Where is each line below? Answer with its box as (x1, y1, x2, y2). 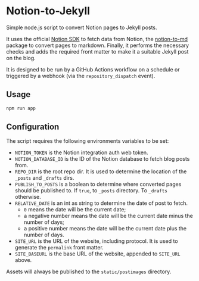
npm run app (6, 105, 36, 111)
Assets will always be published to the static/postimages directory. (6, 268, 172, 275)
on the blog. (6, 54, 36, 61)
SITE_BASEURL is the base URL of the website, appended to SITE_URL (14, 250, 181, 257)
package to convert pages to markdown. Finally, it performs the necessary (6, 42, 189, 49)
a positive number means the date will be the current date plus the (23, 225, 187, 232)
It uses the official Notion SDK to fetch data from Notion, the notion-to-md (6, 35, 188, 42)
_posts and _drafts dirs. (14, 174, 74, 182)
